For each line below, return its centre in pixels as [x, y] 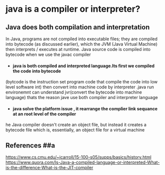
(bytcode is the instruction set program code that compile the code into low [82, 82]
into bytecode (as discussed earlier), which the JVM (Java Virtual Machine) [82, 44]
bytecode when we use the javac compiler [48, 54]
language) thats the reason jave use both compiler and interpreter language [82, 98]
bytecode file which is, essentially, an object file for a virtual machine [75, 130]
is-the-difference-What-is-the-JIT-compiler [49, 168]
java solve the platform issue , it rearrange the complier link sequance [85, 108]
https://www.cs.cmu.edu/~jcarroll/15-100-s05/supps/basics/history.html [78, 157]
